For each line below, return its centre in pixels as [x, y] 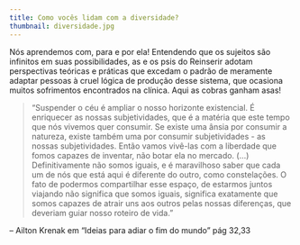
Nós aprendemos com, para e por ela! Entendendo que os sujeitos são [140, 51]
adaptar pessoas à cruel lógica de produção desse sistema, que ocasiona [146, 80]
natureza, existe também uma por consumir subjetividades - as [148, 136]
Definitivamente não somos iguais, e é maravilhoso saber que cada [156, 165]
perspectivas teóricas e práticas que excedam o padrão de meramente [141, 71]
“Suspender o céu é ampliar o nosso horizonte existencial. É [143, 107]
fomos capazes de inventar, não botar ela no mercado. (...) [140, 155]
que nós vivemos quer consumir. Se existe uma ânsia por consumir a [159, 126]
